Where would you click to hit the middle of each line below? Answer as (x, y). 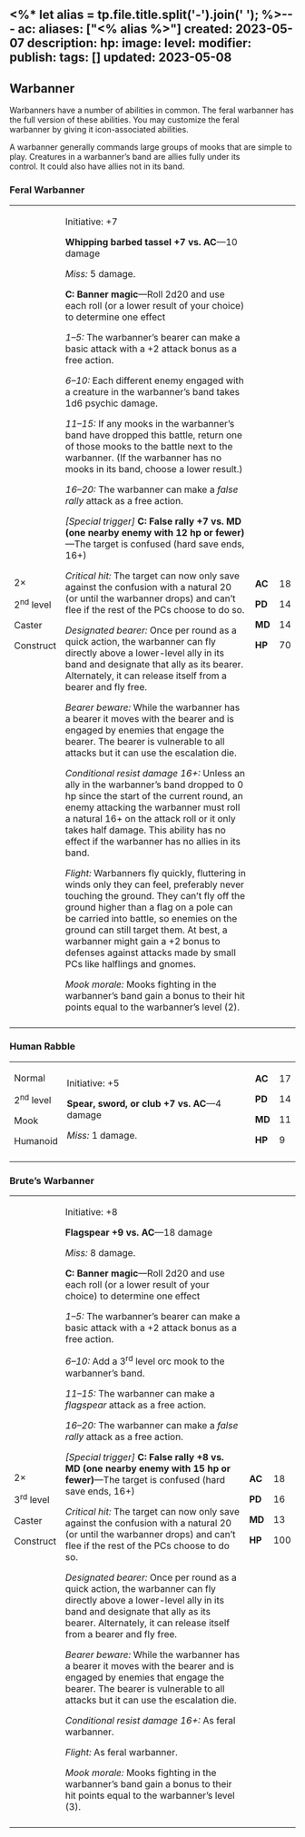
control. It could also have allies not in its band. (97, 166)
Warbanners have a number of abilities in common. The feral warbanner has (152, 110)
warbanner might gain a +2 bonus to (143, 941)
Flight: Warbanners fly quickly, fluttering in (156, 873)
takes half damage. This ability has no (146, 830)
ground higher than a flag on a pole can (149, 907)
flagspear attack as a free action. (136, 1405)
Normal (30, 1078)
